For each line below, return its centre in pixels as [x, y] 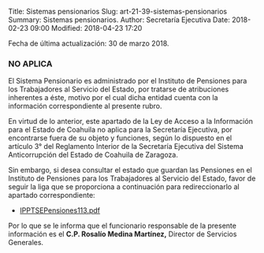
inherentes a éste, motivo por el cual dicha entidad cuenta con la [113, 98]
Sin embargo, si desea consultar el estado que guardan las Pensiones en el [130, 170]
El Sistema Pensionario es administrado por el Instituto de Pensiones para [128, 81]
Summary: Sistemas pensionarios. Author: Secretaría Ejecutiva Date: [119, 20]
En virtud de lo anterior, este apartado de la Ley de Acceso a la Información [131, 121]
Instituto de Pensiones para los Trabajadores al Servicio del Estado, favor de [132, 179]
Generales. [26, 243]
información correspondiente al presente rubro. [85, 106]
